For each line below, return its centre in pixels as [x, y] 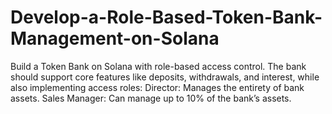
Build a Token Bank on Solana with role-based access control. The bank [158, 66]
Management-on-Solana [115, 38]
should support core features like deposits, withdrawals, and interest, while [165, 77]
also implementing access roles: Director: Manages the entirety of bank [157, 87]
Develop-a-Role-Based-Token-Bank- [166, 17]
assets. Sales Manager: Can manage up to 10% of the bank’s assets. [151, 98]
